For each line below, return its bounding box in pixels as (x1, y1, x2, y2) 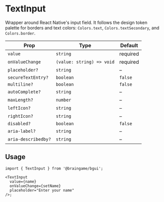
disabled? (7, 121, 31, 126)
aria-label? (7, 128, 36, 134)
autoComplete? (7, 89, 41, 95)
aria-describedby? (7, 136, 51, 142)
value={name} (9, 179, 37, 184)
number (56, 97, 72, 103)
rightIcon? (7, 113, 33, 119)
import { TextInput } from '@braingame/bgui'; (5, 166, 103, 171)
